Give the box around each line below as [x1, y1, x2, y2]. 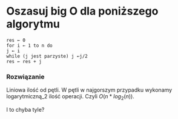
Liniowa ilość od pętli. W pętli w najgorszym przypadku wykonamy [6, 86, 173, 93]
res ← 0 [6, 37, 26, 43]
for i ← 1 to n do [6, 42, 53, 49]
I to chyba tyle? [6, 106, 45, 114]
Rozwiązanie [6, 72, 45, 81]
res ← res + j [6, 58, 42, 64]
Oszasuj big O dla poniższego [6, 4, 159, 18]
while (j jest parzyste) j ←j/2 [6, 53, 88, 59]
